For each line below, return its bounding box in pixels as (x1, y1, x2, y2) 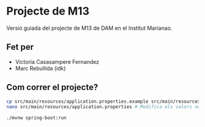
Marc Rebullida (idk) (15, 64, 66, 72)
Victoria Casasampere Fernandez (15, 58, 99, 65)
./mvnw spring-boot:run (6, 115, 67, 121)
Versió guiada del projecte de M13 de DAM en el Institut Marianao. (6, 24, 173, 32)
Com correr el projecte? (6, 82, 99, 92)
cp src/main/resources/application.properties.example (6, 98, 149, 105)
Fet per (6, 42, 34, 52)
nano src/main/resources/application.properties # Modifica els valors (6, 104, 192, 110)
